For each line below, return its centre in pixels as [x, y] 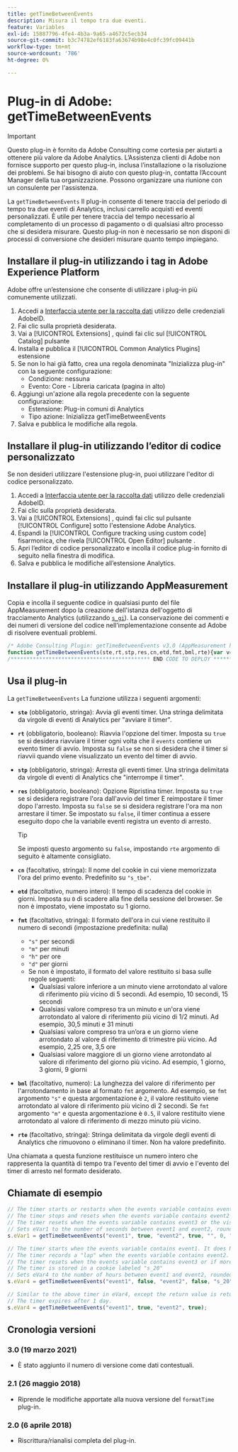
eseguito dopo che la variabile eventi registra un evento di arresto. [114, 821]
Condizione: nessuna [59, 378]
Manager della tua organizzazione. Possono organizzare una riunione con [115, 180]
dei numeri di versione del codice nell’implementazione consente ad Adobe [117, 626]
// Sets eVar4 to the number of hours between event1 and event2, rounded [120, 1275]
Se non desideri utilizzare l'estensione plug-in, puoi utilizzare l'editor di [111, 474]
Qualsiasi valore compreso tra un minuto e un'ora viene [119, 1009]
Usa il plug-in [37, 681]
